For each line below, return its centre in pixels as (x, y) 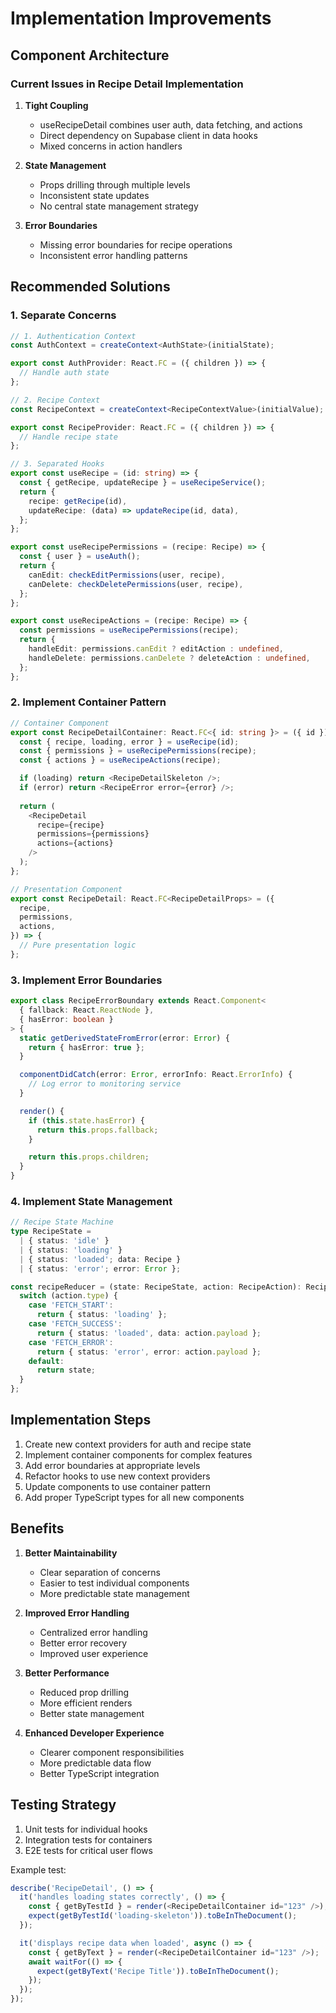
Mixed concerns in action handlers (111, 146)
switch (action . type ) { (68, 1296)
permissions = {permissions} (93, 834)
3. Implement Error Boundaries (86, 980)
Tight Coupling (56, 105)
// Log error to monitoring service (105, 1084)
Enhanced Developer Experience (94, 1733)
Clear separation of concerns (100, 1572)
